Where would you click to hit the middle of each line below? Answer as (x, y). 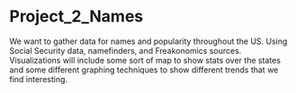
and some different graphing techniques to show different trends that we (144, 70)
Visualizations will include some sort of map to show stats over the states (145, 60)
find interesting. (39, 79)
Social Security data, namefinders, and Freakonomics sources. (126, 50)
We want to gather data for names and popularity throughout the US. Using (148, 41)
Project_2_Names (76, 17)
